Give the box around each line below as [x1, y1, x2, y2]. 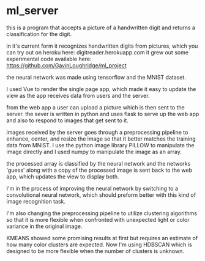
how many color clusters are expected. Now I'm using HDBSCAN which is [6, 241, 192, 248]
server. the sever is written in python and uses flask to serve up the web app [6, 110, 199, 117]
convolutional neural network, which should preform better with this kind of [6, 191, 196, 199]
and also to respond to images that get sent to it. [6, 117, 129, 124]
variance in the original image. [6, 222, 83, 230]
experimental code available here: [6, 55, 92, 62]
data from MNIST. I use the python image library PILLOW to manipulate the [6, 141, 195, 149]
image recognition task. [6, 197, 66, 205]
